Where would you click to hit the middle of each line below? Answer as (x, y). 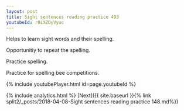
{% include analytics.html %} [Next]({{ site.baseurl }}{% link (79, 96)
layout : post (22, 11)
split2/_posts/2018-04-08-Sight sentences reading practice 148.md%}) (92, 102)
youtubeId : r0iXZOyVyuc (35, 22)
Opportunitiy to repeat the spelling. (48, 50)
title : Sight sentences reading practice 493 (62, 17)
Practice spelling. (27, 61)
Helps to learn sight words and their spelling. (60, 39)
